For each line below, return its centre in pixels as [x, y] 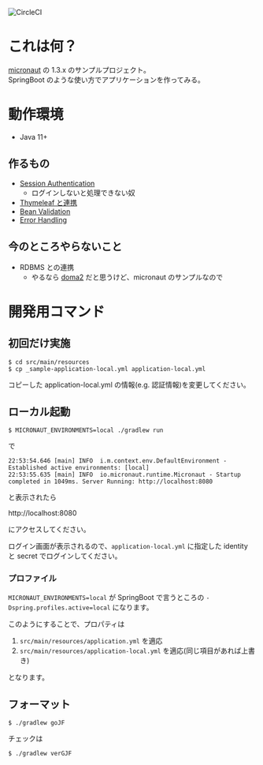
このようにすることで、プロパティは [67, 624]
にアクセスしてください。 [49, 530]
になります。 [133, 607]
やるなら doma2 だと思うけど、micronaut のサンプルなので [127, 277]
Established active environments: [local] [79, 468]
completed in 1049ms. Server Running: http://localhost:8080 [111, 482]
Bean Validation [45, 211]
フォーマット [39, 704]
